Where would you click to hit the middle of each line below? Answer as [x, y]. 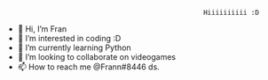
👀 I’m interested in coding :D [69, 38]
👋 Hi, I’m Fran [42, 29]
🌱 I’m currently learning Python [74, 47]
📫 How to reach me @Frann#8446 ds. [88, 67]
